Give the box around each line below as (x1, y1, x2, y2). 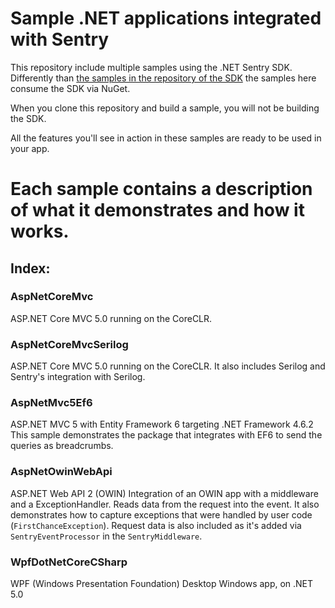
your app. (10, 142, 50, 154)
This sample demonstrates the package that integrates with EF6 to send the (10, 429, 323, 441)
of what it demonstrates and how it (10, 199, 305, 222)
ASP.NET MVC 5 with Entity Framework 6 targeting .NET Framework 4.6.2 (10, 418, 314, 431)
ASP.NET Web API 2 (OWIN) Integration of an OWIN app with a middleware (10, 487, 319, 499)
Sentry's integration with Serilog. (10, 371, 146, 383)
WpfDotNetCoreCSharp (10, 555, 128, 569)
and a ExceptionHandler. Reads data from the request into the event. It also (10, 498, 320, 510)
